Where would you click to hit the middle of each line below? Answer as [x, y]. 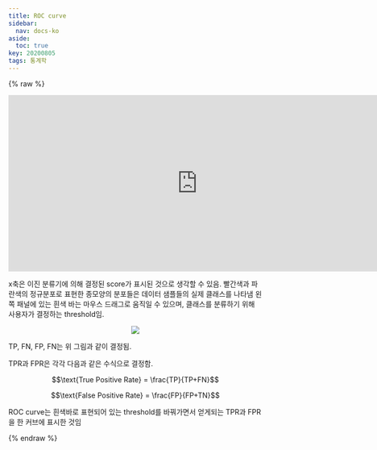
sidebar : [23, 23]
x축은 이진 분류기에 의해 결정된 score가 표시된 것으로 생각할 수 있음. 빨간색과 [129, 284]
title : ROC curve [37, 16]
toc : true [32, 46]
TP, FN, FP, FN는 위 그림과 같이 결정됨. [70, 346]
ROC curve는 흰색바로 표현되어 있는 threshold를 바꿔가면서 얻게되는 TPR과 [127, 411]
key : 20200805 [32, 53]
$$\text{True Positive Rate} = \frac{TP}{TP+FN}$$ [135, 379]
